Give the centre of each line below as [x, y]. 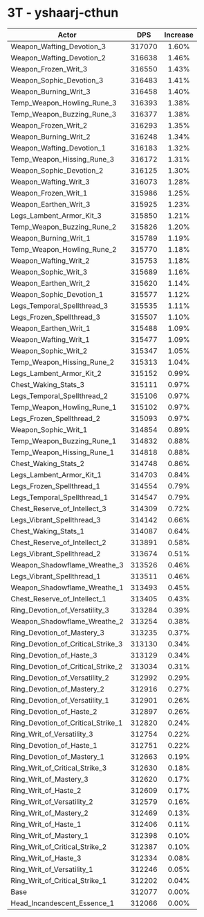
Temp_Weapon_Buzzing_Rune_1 [64, 440]
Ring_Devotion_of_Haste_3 [54, 655]
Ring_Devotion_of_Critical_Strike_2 [67, 666]
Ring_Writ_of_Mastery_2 [49, 813]
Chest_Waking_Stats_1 [48, 531]
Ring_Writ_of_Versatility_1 [52, 869]
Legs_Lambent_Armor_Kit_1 [56, 474]
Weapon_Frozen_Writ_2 [49, 125]
